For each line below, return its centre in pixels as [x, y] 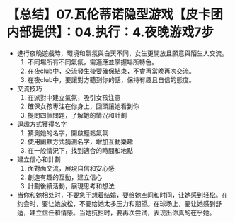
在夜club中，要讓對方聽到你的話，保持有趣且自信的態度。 [111, 79]
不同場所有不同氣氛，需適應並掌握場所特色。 [93, 62]
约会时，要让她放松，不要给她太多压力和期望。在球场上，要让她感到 [116, 203]
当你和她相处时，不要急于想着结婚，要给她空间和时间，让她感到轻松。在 [122, 195]
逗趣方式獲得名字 [42, 124]
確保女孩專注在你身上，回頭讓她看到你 [83, 106]
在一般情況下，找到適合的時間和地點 [80, 150]
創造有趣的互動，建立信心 [65, 177]
